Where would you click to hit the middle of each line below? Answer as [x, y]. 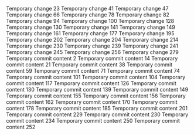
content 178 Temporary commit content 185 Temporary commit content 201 [97, 108]
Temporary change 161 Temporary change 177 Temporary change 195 [90, 33]
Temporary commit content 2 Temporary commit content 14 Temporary [92, 58]
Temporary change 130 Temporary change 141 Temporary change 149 [91, 27]
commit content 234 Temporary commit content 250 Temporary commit [93, 121]
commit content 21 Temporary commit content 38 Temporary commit [89, 65]
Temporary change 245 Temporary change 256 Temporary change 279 [92, 52]
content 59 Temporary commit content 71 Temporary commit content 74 [93, 71]
